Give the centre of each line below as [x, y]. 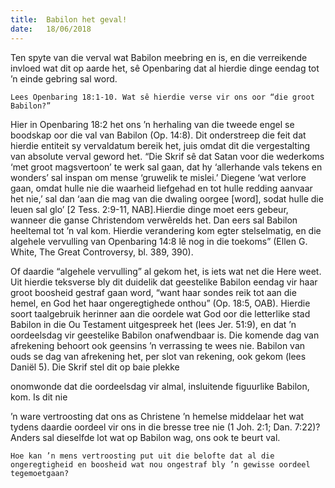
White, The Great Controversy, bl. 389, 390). [102, 252]
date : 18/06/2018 [51, 29]
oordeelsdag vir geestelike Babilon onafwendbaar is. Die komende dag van [165, 335]
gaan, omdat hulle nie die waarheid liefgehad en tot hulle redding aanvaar [161, 188]
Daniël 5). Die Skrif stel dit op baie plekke [95, 367]
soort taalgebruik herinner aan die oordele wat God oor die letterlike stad [160, 313]
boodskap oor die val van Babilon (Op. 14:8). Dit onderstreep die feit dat [158, 135]
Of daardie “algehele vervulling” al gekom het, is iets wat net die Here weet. [166, 271]
